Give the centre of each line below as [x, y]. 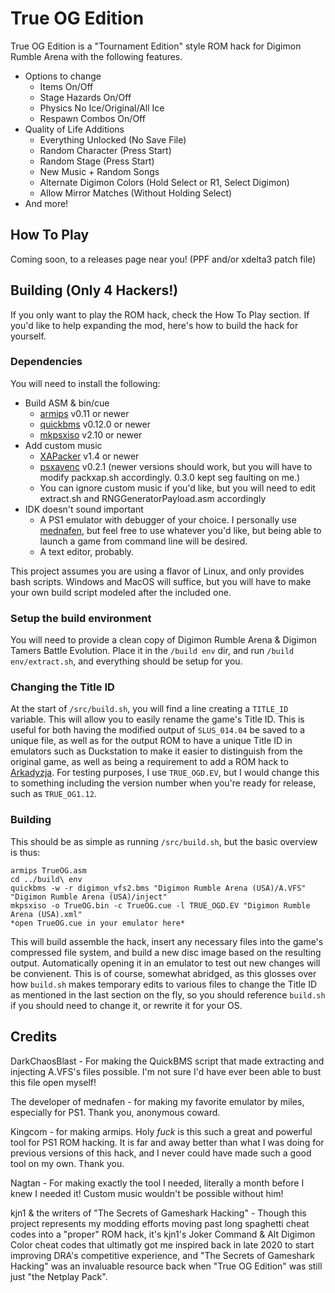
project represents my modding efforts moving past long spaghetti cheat [160, 1223]
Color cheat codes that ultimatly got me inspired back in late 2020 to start [162, 1244]
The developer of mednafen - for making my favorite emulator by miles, [157, 1101]
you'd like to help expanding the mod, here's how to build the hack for [154, 325]
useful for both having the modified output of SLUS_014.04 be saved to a [158, 730]
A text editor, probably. [87, 551]
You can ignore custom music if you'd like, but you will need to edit [177, 488]
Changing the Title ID [62, 687]
